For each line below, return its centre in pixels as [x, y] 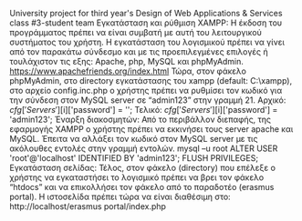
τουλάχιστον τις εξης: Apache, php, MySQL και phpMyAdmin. [127, 61]
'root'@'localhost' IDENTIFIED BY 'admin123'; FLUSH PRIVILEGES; [134, 158]
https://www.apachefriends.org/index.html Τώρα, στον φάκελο [128, 71]
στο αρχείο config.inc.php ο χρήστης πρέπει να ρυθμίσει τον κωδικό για [146, 90]
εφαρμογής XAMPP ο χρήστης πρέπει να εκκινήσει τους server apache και [151, 129]
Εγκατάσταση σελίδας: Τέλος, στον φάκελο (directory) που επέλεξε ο [143, 168]
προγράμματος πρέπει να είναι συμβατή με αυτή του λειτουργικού [136, 32]
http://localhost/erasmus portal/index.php [88, 206]
